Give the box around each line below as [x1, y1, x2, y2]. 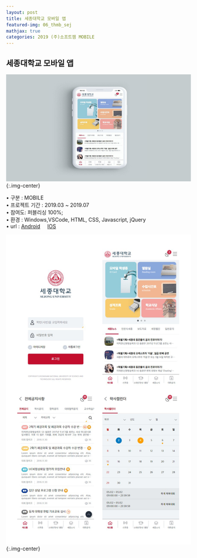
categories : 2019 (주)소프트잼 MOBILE [6, 34, 95, 40]
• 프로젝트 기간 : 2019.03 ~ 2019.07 [6, 201, 90, 208]
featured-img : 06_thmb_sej [6, 22, 72, 28]
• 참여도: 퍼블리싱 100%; [6, 209, 63, 216]
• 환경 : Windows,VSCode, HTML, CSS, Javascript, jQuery [6, 216, 147, 223]
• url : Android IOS [6, 223, 56, 230]
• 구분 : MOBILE [6, 194, 44, 201]
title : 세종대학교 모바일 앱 [6, 15, 66, 22]
